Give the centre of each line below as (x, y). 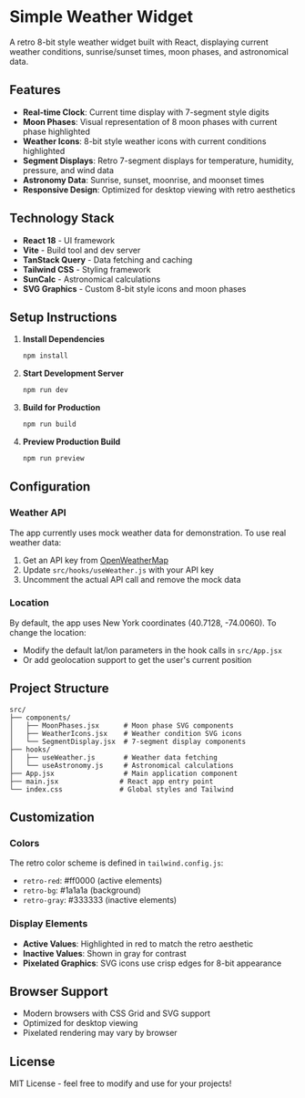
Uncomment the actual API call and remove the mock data (132, 579)
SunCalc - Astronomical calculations (91, 279)
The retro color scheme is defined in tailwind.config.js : (117, 863)
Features (35, 90)
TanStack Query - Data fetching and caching (107, 259)
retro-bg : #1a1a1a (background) (81, 890)
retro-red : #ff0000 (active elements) (92, 881)
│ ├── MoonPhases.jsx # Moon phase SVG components (122, 725)
